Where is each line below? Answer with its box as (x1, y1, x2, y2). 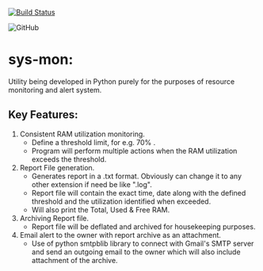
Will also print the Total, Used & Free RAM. (31, 204, 170, 214)
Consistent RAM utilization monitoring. (19, 129, 145, 139)
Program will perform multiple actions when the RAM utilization (31, 146, 238, 155)
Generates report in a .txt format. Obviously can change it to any (31, 171, 242, 181)
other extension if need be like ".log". (31, 179, 152, 189)
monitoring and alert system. (8, 85, 102, 94)
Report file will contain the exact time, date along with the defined (31, 188, 246, 197)
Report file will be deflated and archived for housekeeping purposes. (31, 222, 256, 231)
